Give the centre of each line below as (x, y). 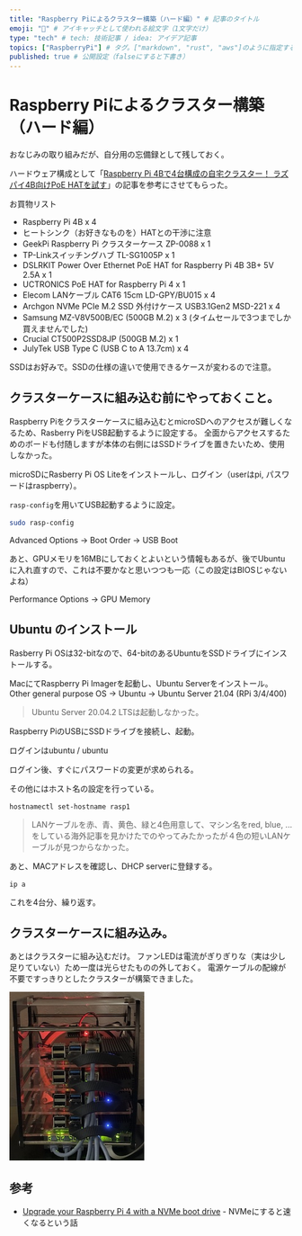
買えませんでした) (55, 329)
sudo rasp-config (42, 523)
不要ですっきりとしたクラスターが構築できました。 (104, 979)
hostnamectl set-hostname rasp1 (70, 806)
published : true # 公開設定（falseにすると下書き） (99, 57)
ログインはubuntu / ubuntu (59, 750)
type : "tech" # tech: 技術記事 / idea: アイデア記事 (103, 38)
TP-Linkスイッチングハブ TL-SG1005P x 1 (98, 255)
